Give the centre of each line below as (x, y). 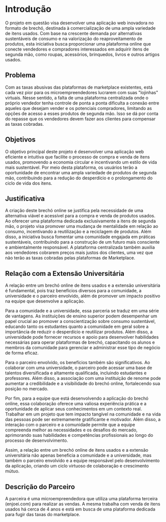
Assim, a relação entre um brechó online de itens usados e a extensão (77, 450)
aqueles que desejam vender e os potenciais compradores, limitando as (79, 108)
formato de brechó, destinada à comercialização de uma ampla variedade (81, 28)
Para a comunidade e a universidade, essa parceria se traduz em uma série (82, 311)
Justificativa (25, 198)
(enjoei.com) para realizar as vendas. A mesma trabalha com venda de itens (83, 504)
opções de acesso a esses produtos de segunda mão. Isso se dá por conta (82, 113)
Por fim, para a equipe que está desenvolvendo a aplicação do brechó (77, 398)
